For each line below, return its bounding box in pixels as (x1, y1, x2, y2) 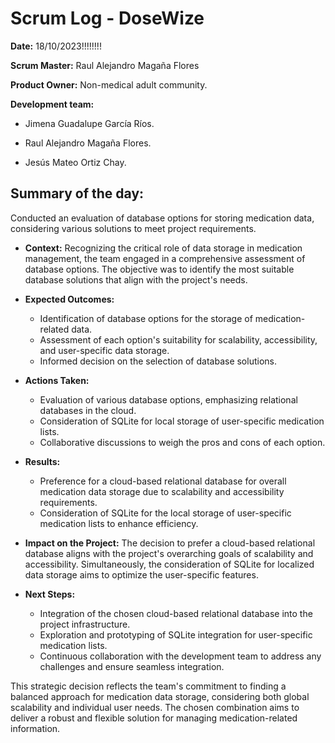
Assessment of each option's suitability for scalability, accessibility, (39, 333, 318, 346)
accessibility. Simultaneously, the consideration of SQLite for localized (24, 558, 315, 570)
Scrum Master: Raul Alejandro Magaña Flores (10, 59, 200, 71)
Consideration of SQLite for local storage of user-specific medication (39, 415, 325, 427)
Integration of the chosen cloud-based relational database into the (39, 607, 313, 619)
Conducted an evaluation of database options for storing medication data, (10, 212, 315, 224)
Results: (24, 455, 61, 467)
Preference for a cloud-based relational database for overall (39, 475, 287, 487)
